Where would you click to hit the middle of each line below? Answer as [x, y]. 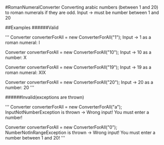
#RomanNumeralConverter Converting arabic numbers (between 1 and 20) [82, 7]
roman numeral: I [22, 42]
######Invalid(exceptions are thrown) [45, 97]
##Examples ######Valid [32, 27]
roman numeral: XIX [26, 72]
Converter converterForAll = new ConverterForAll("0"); [61, 127]
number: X [16, 57]
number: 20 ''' [20, 87]
